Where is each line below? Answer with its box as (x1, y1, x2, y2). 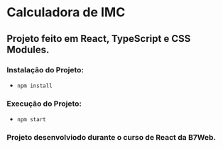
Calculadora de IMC (6, 4, 126, 21)
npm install (16, 82, 53, 89)
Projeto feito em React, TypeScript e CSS (6, 33, 191, 45)
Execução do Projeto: (6, 99, 82, 109)
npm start (16, 116, 47, 123)
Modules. (6, 43, 50, 55)
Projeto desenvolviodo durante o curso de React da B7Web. (6, 133, 216, 143)
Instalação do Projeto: (6, 65, 85, 74)
